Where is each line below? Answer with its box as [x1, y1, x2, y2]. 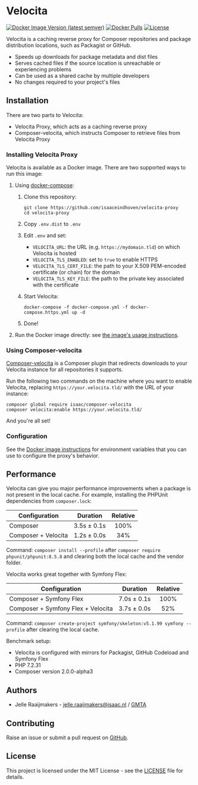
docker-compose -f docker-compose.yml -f [23, 304, 128, 310]
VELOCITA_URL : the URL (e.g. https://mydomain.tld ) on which [32, 244, 180, 251]
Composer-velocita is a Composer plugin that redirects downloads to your [6, 360, 188, 367]
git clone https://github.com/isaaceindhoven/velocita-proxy [23, 205, 178, 211]
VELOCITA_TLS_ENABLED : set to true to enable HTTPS [32, 256, 158, 263]
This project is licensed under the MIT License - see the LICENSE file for [6, 767, 183, 774]
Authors [6, 685, 37, 695]
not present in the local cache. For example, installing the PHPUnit [6, 491, 168, 499]
